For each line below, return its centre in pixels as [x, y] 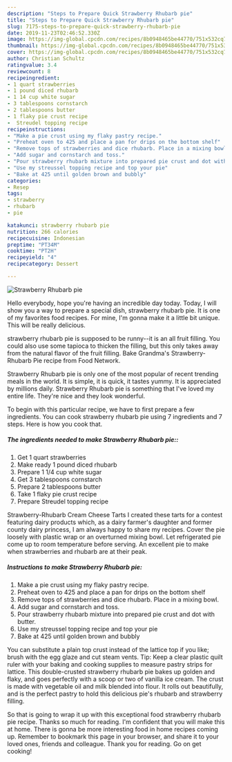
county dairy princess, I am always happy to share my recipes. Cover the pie [116, 529]
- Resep [18, 187]
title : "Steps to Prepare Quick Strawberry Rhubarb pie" [91, 20]
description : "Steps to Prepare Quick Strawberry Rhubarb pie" [100, 13]
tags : [15, 194]
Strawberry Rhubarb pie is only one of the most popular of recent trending [113, 373]
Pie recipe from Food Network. [77, 360]
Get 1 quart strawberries [51, 457]
